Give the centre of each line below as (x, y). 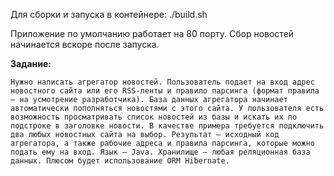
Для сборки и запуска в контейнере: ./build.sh (109, 14)
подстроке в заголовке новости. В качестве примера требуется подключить (167, 126)
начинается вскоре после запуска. (85, 44)
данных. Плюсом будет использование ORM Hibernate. (120, 161)
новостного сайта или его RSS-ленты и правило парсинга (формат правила (165, 91)
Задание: (31, 63)
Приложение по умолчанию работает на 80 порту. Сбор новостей (152, 33)
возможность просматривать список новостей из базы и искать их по (154, 117)
